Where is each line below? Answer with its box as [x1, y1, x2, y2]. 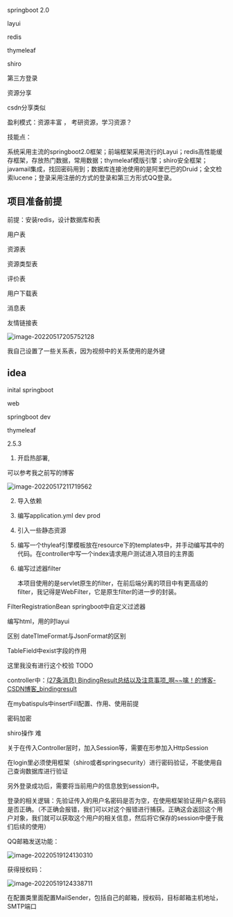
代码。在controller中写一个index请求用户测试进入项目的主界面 [17, 549, 194, 557]
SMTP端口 [7, 902, 37, 910]
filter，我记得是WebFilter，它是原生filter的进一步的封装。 [17, 587, 180, 595]
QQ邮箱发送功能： [7, 837, 60, 845]
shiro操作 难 [7, 728, 42, 737]
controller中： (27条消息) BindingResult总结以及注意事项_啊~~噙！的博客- [7, 676, 216, 684]
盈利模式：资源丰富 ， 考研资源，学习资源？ [7, 118, 132, 126]
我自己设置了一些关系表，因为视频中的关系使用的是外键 [7, 347, 165, 355]
